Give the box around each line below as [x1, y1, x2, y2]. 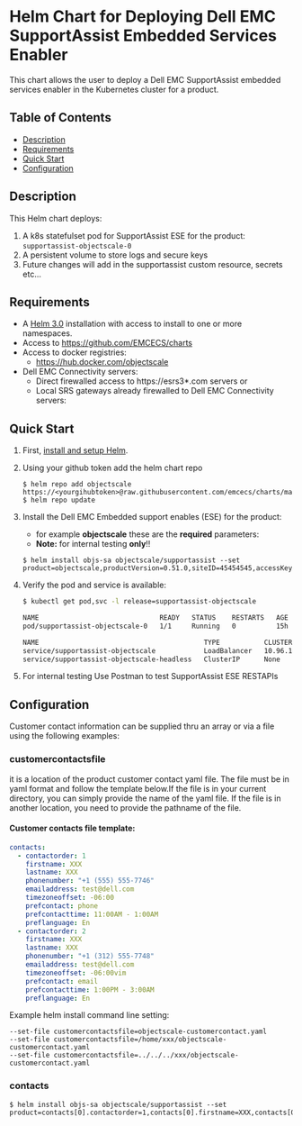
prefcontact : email [25, 976, 99, 985]
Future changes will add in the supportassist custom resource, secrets [22, 259, 283, 269]
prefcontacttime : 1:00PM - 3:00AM [25, 985, 155, 994]
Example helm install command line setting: [9, 1010, 170, 1021]
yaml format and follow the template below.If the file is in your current [9, 783, 267, 794]
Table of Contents [9, 110, 112, 125]
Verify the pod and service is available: [22, 579, 167, 591]
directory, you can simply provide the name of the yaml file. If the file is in [9, 793, 281, 804]
